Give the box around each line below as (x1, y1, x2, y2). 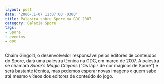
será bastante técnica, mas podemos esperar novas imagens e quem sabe (5, 68, 157, 74)
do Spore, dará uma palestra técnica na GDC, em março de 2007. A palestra (5, 57, 159, 63)
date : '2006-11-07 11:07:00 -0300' (5, 12, 78, 17)
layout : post (5, 7, 32, 12)
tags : (5, 25, 16, 30)
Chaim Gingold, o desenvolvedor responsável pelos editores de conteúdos (5, 52, 157, 58)
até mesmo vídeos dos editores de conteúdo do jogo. (5, 73, 114, 79)
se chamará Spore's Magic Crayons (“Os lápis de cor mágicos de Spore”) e (5, 63, 159, 68)
